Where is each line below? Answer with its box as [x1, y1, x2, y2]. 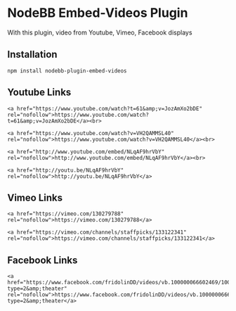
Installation [7, 49, 58, 61]
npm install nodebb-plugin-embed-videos [7, 67, 128, 75]
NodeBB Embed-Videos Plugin [7, 5, 188, 21]
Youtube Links [7, 87, 72, 99]
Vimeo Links [7, 191, 63, 203]
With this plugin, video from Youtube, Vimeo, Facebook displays [7, 28, 192, 37]
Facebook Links [7, 254, 78, 266]
